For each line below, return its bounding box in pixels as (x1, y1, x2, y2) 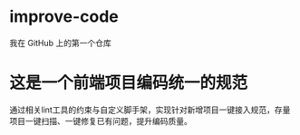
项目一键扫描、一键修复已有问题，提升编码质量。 (9, 115, 192, 126)
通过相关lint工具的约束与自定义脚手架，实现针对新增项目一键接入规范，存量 (9, 104, 291, 115)
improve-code (9, 6, 120, 27)
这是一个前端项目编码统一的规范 (9, 72, 248, 93)
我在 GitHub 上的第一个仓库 (9, 37, 111, 48)
